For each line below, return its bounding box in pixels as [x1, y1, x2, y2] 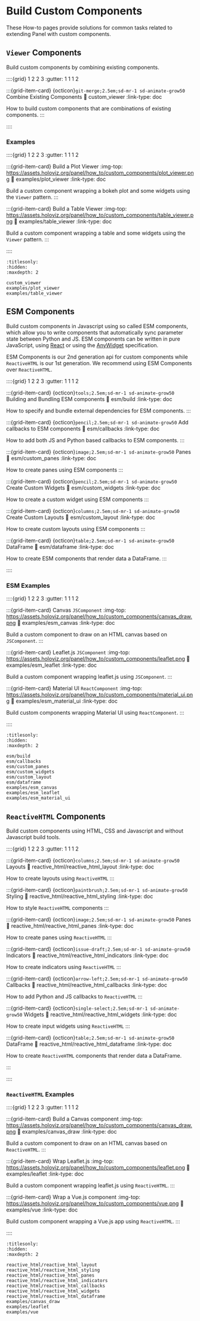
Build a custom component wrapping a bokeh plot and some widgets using [6, 187, 190, 195]
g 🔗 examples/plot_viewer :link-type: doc [6, 175, 106, 183]
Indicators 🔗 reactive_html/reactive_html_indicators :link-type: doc [6, 952, 169, 959]
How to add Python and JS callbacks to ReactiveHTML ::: [6, 992, 143, 1000]
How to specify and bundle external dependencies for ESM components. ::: [6, 407, 191, 414]
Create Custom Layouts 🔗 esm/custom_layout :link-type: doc [6, 514, 155, 521]
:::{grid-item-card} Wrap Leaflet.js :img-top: [6, 1158, 114, 1165]
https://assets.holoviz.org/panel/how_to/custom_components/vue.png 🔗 [6, 1200, 184, 1207]
